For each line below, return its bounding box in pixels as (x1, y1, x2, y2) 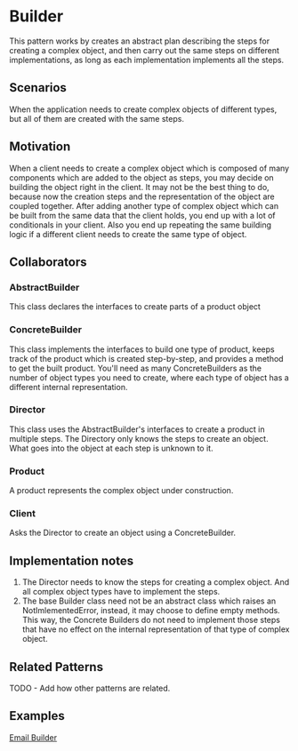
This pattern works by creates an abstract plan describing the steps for (9, 36, 270, 46)
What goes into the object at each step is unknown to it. (9, 443, 213, 453)
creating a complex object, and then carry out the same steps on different (9, 44, 280, 55)
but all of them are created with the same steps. (9, 113, 185, 124)
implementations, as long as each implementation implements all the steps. (9, 54, 285, 65)
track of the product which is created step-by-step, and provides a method (9, 353, 284, 364)
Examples (9, 708, 65, 723)
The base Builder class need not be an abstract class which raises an (21, 595, 277, 606)
